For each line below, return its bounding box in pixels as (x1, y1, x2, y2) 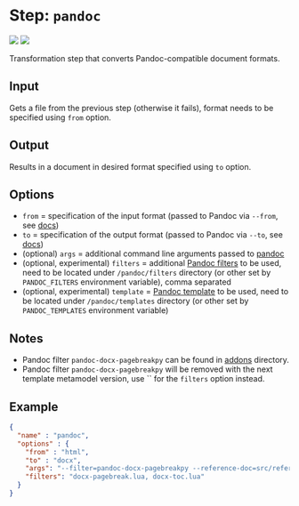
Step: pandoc (9, 5, 101, 26)
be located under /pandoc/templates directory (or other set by (21, 295, 249, 307)
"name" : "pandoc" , (17, 430, 90, 440)
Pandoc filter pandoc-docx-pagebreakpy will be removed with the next (21, 364, 273, 374)
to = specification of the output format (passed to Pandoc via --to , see (21, 229, 283, 240)
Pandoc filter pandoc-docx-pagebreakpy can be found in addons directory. (21, 355, 289, 365)
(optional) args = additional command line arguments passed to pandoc (21, 248, 285, 259)
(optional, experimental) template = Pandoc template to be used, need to (21, 286, 289, 297)
